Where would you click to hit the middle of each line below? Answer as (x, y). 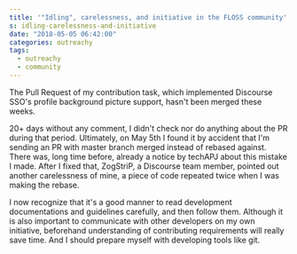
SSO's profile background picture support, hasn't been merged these (136, 101)
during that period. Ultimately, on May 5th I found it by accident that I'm (140, 138)
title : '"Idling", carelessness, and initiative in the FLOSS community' (148, 17)
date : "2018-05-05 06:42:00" (63, 34)
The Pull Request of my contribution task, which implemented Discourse (141, 92)
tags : (19, 51)
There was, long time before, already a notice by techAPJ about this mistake (148, 156)
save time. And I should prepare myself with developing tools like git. (135, 240)
